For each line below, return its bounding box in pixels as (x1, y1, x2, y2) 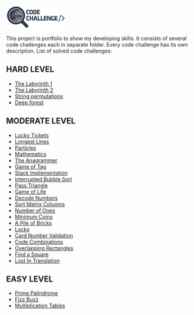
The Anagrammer (14, 156, 58, 164)
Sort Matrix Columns (14, 201, 65, 208)
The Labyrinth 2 (14, 86, 54, 93)
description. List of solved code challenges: (6, 47, 112, 54)
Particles (14, 144, 37, 151)
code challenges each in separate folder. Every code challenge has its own (6, 41, 188, 48)
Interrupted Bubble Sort (14, 175, 73, 182)
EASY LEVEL (6, 274, 54, 284)
